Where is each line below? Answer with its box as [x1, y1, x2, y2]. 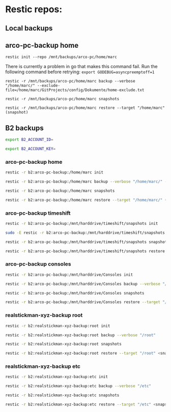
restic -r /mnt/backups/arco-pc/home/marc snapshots [5, 97, 120, 102]
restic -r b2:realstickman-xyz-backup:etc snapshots [5, 393, 120, 398]
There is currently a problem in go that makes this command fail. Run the [5, 64, 158, 70]
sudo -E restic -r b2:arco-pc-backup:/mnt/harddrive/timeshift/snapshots [5, 230, 165, 235]
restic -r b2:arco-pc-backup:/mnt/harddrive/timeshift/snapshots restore [5, 248, 165, 254]
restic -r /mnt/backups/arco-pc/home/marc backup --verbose [5, 79, 136, 84]
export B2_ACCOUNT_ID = [5, 137, 53, 142]
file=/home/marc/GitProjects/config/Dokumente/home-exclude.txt [5, 87, 145, 93]
